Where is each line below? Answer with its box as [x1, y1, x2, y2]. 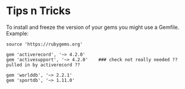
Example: [6, 29, 29, 37]
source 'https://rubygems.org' [6, 41, 83, 47]
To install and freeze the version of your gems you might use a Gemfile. [6, 24, 180, 31]
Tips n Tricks [6, 4, 71, 18]
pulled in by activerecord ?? [6, 62, 81, 68]
